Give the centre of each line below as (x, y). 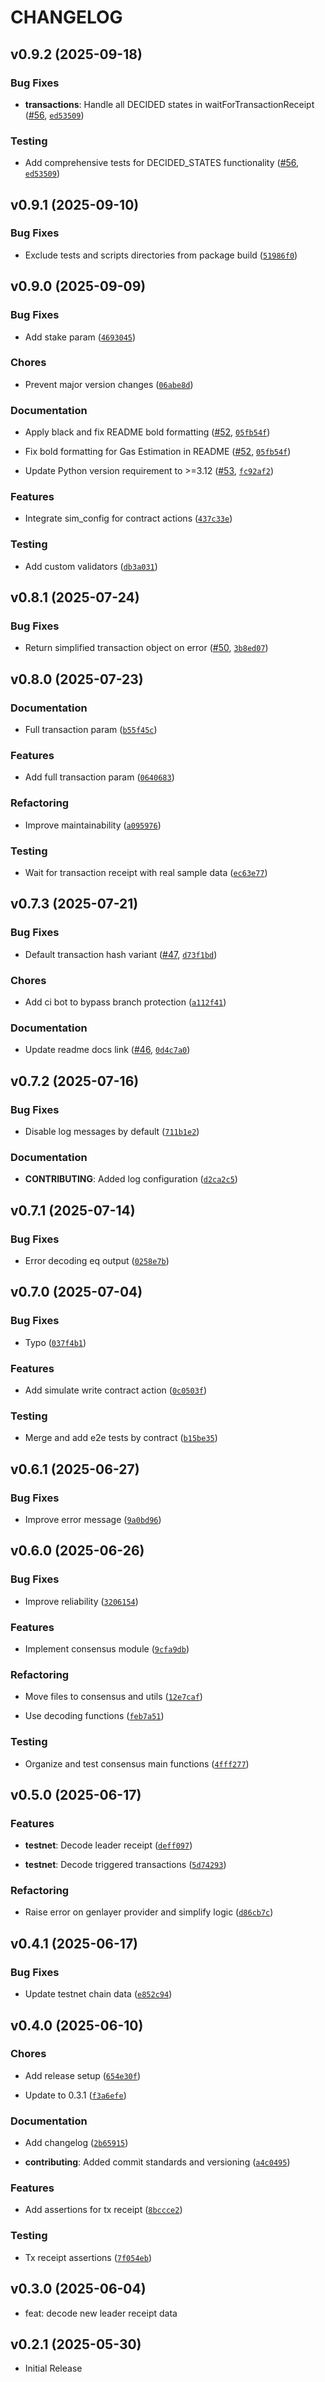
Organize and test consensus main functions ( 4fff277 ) (137, 1763)
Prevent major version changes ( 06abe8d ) (109, 384)
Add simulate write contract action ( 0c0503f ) (116, 1390)
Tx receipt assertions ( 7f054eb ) (88, 2257)
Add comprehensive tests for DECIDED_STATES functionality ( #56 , (162, 163)
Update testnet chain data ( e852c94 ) (98, 1994)
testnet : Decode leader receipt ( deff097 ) (108, 1845)
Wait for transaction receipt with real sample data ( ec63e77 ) (146, 872)
